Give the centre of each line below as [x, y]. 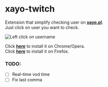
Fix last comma [27, 80]
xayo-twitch [30, 9]
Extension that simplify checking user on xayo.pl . [54, 22]
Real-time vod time [31, 74]
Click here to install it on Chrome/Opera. [45, 46]
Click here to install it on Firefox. [37, 51]
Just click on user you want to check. [42, 27]
